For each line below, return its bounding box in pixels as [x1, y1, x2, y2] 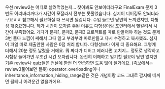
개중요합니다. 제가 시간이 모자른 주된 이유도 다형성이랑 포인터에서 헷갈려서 [10, 23, 153, 29]
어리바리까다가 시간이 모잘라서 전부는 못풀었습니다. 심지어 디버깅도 [14, 10, 142, 16]
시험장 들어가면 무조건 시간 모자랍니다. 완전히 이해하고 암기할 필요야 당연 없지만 [5, 54, 158, 59]
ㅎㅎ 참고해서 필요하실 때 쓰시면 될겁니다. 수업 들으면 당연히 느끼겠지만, [13, 17, 150, 22]
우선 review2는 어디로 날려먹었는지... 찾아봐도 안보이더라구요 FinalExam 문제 [5, 4, 154, 10]
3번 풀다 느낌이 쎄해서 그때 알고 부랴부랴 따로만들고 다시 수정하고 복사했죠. [5, 35, 149, 41]
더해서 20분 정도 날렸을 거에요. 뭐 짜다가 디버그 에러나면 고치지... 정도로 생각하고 [5, 47, 160, 53]
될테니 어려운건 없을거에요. [10, 79, 62, 84]
